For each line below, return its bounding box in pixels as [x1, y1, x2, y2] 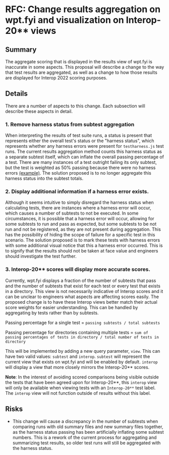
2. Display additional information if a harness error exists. [5, 188, 149, 195]
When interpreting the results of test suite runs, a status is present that [5, 133, 152, 139]
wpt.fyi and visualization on [5, 14, 125, 26]
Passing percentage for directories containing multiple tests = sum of [5, 329, 148, 335]
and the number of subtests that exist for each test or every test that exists [5, 282, 160, 289]
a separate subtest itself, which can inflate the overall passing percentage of [5, 154, 164, 160]
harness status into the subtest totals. [5, 176, 84, 182]
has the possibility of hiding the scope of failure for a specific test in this [5, 232, 155, 238]
